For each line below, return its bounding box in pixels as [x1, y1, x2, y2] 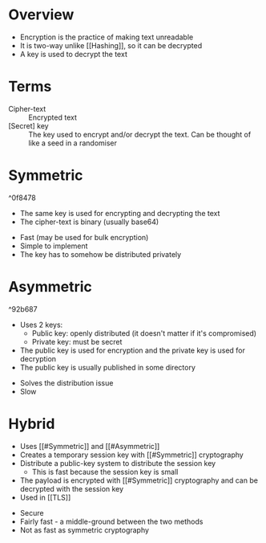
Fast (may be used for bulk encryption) [19, 232, 149, 242]
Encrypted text [28, 112, 78, 122]
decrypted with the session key [19, 484, 124, 493]
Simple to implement [19, 241, 88, 251]
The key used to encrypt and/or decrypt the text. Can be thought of [28, 129, 252, 139]
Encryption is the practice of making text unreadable [19, 32, 194, 42]
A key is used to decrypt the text [19, 49, 128, 59]
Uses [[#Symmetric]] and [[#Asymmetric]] [19, 441, 160, 451]
